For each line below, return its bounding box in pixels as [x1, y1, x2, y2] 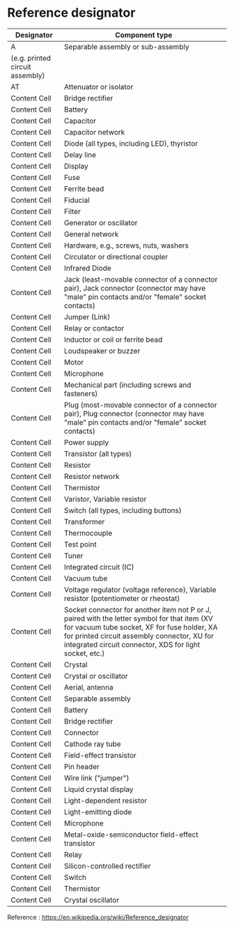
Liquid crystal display [63, 784, 134, 794]
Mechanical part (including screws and [63, 380, 192, 390]
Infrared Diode [63, 263, 111, 273]
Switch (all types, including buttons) [63, 505, 182, 515]
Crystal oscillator [63, 895, 120, 904]
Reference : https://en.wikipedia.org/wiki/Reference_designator [7, 913, 189, 921]
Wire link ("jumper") [63, 773, 130, 782]
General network [63, 229, 119, 238]
